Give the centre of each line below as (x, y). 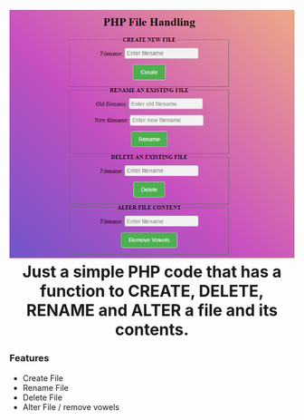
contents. (152, 330)
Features (29, 358)
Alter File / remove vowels (71, 406)
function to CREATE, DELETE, (152, 292)
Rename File (46, 387)
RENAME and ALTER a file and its (152, 311)
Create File (43, 378)
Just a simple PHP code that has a (152, 272)
